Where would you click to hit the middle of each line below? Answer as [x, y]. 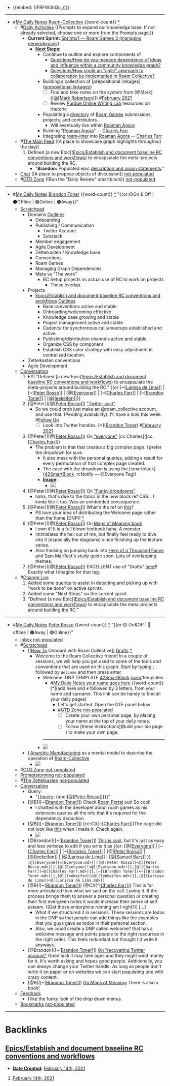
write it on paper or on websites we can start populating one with [95, 972]
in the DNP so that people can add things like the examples [97, 918]
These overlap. [66, 285]
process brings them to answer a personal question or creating [93, 896]
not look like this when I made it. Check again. [76, 829]
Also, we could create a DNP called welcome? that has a [94, 929]
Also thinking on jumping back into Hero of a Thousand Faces [99, 551]
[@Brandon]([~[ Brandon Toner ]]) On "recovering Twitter [87, 950]
